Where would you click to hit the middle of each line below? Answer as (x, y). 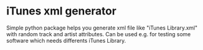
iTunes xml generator (62, 11)
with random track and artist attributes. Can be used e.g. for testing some (98, 34)
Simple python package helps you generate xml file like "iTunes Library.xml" (102, 28)
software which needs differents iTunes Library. (66, 40)
